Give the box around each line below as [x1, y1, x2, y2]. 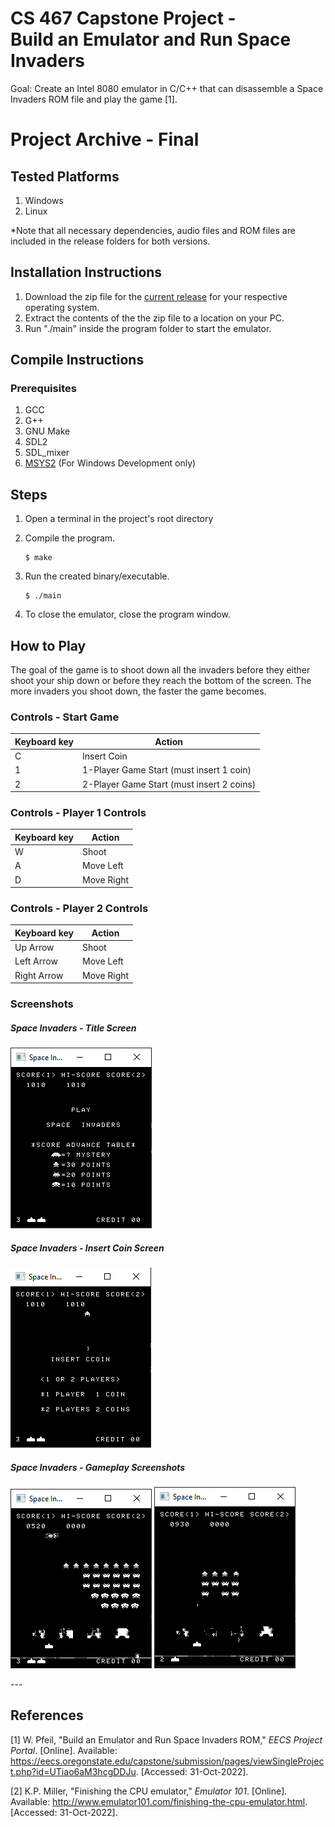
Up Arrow [14, 942, 55, 954]
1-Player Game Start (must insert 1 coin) [82, 764, 252, 776]
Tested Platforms [10, 168, 120, 185]
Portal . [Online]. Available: [10, 1744, 118, 1756]
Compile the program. [24, 532, 116, 544]
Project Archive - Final [10, 128, 200, 151]
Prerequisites [10, 382, 77, 396]
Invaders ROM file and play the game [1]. [10, 93, 178, 105]
